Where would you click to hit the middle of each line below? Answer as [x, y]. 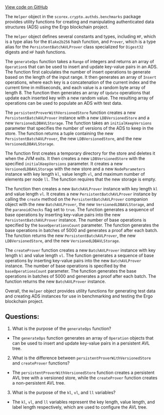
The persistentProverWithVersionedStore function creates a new [70, 113]
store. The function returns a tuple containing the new [59, 133]
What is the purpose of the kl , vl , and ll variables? [64, 392]
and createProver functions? [41, 363]
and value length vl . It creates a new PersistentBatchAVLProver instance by [81, 194]
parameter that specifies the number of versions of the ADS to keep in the [79, 128]
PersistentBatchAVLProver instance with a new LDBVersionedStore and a [77, 118]
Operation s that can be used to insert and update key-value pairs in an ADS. [82, 67]
